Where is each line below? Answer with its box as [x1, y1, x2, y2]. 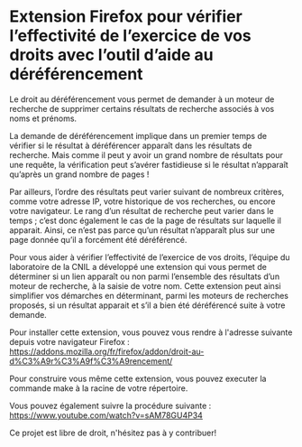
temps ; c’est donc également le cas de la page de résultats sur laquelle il [9, 215, 282, 226]
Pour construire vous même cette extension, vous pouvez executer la [9, 373, 267, 384]
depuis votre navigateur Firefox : [9, 336, 131, 347]
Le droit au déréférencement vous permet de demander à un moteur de [9, 93, 275, 105]
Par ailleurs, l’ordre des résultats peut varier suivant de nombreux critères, [9, 186, 285, 197]
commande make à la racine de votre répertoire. [9, 382, 188, 394]
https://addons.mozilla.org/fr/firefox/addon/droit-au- [9, 346, 205, 357]
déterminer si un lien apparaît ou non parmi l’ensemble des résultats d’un [9, 271, 280, 282]
